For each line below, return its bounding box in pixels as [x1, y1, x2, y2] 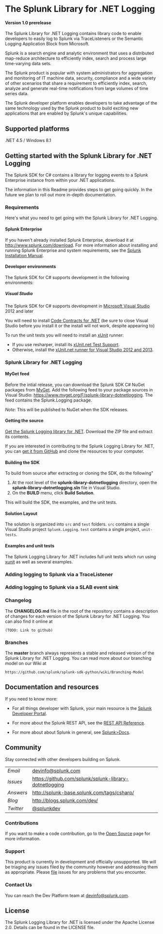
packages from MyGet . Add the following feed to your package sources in [5, 387, 153, 392]
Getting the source [5, 418, 44, 423]
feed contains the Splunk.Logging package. [5, 397, 92, 403]
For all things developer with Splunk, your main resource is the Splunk [12, 705, 152, 711]
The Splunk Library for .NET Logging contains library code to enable [5, 31, 142, 36]
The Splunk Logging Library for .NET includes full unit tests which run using [5, 553, 156, 560]
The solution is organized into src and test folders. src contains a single [5, 521, 149, 527]
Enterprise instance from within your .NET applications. [5, 177, 115, 183]
